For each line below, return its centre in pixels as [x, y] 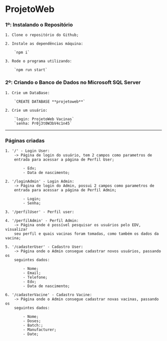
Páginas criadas [25, 141]
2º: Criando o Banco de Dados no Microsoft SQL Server [73, 82]
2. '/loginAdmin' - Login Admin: [40, 181]
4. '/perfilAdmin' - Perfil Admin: [42, 221]
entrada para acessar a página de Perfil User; [64, 160]
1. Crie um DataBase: [28, 93]
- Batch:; [33, 326]
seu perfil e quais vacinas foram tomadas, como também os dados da [86, 234]
